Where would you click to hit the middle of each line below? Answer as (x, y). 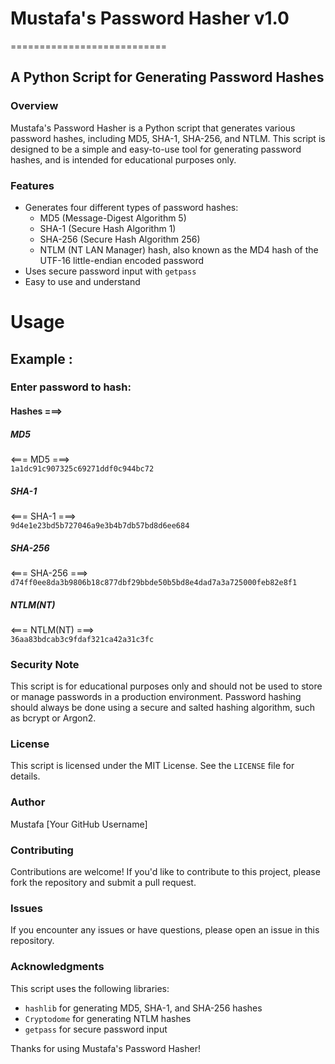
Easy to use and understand (82, 281)
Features (32, 185)
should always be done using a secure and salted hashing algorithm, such (163, 708)
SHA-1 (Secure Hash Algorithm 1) (108, 228)
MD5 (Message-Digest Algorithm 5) (113, 218)
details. (25, 776)
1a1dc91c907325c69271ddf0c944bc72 (82, 468)
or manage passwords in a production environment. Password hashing (156, 697)
